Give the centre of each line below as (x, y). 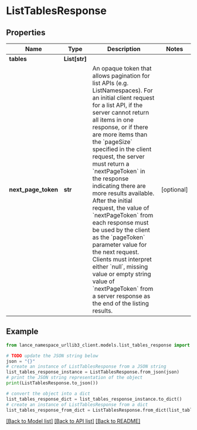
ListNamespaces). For (123, 90)
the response (111, 179)
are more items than (120, 135)
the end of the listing (121, 303)
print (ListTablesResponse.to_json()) (52, 383)
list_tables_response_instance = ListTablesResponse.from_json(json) (93, 372)
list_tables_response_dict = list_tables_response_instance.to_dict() (94, 399)
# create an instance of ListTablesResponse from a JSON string (86, 367)
